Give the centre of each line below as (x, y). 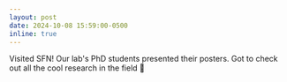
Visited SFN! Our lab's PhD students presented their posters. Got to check (143, 59)
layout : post (33, 17)
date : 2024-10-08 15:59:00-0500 (68, 26)
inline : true (33, 34)
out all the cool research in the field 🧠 (77, 68)
